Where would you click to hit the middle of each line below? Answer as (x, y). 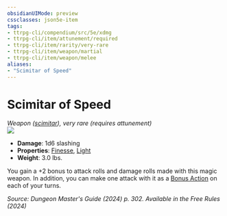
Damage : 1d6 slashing (48, 144)
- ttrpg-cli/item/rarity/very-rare (58, 45)
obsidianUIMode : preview (43, 13)
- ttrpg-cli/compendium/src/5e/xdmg (59, 32)
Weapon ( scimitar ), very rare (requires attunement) (80, 123)
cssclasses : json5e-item (43, 20)
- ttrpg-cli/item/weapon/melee (52, 58)
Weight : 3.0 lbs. (40, 158)
